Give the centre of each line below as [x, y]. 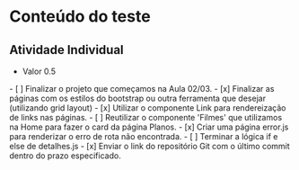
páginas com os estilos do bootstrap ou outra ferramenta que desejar [138, 98]
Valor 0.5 [39, 71]
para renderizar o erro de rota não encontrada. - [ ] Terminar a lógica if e [144, 136]
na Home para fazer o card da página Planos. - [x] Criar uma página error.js [149, 127]
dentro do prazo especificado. [65, 156]
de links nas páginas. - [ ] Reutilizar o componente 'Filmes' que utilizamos [146, 117]
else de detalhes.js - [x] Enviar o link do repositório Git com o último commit [149, 146]
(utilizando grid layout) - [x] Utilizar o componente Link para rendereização [148, 108]
